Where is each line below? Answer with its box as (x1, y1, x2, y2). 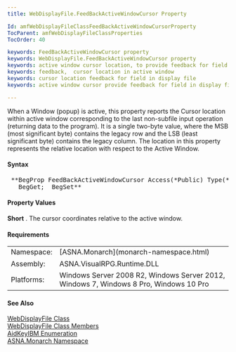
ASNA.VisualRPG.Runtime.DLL (59, 259, 159, 268)
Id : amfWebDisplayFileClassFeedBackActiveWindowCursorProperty (7, 22, 197, 30)
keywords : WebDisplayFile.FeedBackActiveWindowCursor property (7, 56, 197, 63)
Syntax (7, 160, 29, 169)
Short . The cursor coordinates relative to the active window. (7, 214, 183, 222)
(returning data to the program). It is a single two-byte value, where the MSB (7, 122, 228, 130)
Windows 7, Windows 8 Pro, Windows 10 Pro (59, 279, 209, 289)
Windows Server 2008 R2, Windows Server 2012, (59, 270, 225, 280)
